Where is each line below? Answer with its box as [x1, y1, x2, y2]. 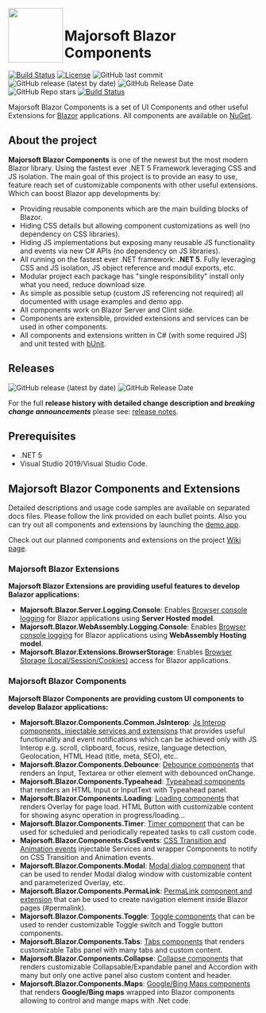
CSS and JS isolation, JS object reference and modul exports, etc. [19, 263, 237, 272]
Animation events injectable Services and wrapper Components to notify [19, 844, 258, 854]
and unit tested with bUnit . [19, 339, 106, 348]
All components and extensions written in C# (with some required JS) [19, 330, 248, 340]
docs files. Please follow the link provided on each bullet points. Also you [8, 512, 247, 521]
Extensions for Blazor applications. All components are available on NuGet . [8, 110, 253, 120]
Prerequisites [8, 429, 76, 443]
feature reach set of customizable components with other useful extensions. [8, 180, 258, 190]
